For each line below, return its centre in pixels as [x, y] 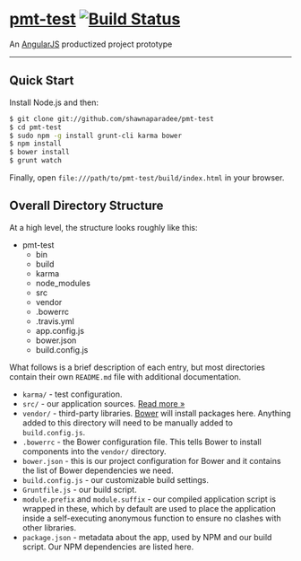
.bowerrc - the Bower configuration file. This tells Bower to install [142, 442]
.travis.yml [55, 321]
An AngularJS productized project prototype [91, 44]
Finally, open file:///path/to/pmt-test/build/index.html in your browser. [147, 178]
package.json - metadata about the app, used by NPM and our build [147, 537]
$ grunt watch [36, 161]
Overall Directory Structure [86, 206]
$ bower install [39, 153]
